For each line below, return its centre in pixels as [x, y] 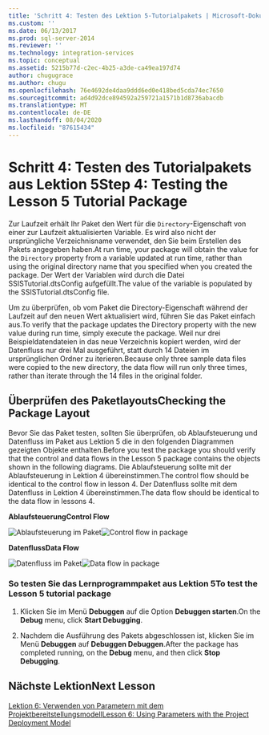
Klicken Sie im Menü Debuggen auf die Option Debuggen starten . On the [140, 611]
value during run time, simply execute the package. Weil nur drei [114, 333]
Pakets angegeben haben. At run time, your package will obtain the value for [133, 249]
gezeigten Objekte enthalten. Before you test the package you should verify [132, 449]
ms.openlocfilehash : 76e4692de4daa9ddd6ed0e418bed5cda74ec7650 [116, 90]
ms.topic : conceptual [44, 61]
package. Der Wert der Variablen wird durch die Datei [96, 274]
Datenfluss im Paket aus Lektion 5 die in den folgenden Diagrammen [121, 441]
